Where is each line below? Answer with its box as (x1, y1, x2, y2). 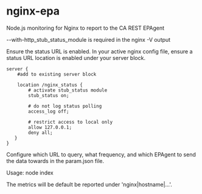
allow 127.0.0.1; (28, 124, 72, 130)
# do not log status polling (28, 103, 102, 109)
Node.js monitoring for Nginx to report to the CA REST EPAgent (6, 24, 165, 32)
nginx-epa (6, 4, 60, 18)
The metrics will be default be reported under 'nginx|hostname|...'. (6, 181, 172, 188)
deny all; (28, 129, 53, 136)
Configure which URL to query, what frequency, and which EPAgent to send (6, 150, 196, 158)
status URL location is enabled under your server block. (6, 54, 146, 61)
